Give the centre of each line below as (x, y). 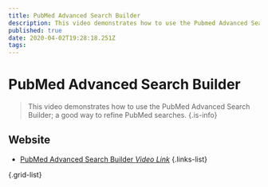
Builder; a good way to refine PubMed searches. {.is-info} (122, 115)
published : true (35, 30)
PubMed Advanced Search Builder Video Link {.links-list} (113, 159)
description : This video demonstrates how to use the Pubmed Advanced (128, 23)
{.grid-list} (25, 174)
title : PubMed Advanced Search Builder (75, 16)
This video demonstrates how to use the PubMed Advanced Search (139, 107)
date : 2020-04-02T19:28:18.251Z (62, 38)
